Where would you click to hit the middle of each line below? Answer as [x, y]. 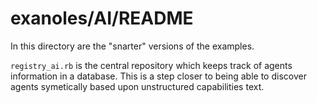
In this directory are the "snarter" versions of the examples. [132, 46]
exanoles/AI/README [102, 18]
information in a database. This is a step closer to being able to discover [158, 76]
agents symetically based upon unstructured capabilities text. [137, 86]
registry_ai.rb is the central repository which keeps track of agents [151, 65]
